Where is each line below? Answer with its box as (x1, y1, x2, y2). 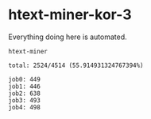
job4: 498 (8, 103, 41, 111)
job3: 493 (8, 96, 41, 105)
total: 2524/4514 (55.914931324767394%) (8, 61, 145, 69)
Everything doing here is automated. (8, 32, 127, 42)
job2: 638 (8, 89, 41, 97)
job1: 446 (8, 82, 41, 90)
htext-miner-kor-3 (8, 6, 132, 24)
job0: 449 (8, 75, 41, 83)
